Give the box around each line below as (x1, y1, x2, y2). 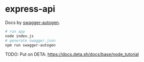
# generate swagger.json (5, 38, 56, 43)
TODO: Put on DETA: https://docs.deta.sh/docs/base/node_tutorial (5, 51, 139, 57)
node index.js (5, 33, 34, 39)
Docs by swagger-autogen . (5, 20, 60, 25)
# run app (5, 29, 25, 34)
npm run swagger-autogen (5, 42, 56, 47)
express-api (5, 3, 55, 15)
